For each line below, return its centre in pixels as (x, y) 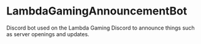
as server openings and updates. (48, 34)
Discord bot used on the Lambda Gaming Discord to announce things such (100, 28)
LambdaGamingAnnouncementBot (97, 11)
